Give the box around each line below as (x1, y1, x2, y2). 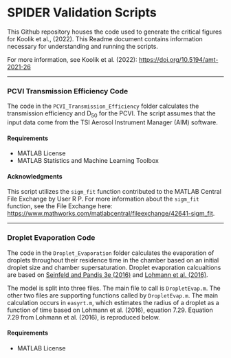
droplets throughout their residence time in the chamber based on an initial (7, 256, 219, 264)
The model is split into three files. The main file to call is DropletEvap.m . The (7, 284, 221, 292)
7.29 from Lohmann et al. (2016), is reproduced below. (7, 313, 160, 321)
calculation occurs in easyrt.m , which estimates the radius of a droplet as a (7, 298, 220, 306)
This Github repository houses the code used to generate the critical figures (7, 27, 222, 36)
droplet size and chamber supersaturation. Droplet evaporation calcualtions (7, 263, 221, 271)
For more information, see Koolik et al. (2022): (7, 55, 137, 63)
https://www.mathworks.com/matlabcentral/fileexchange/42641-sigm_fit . (7, 210, 215, 218)
